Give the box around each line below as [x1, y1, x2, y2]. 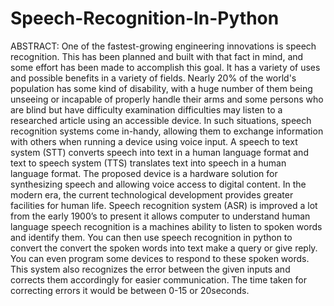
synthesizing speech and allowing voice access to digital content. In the [10, 178, 307, 190]
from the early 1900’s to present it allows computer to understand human [10, 210, 311, 222]
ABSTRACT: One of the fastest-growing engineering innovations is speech [10, 40, 317, 52]
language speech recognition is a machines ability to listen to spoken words [10, 220, 323, 232]
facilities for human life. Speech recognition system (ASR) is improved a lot [10, 199, 318, 211]
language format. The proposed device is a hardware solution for [10, 167, 278, 179]
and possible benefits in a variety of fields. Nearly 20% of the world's [10, 72, 297, 84]
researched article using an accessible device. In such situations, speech [10, 114, 312, 126]
